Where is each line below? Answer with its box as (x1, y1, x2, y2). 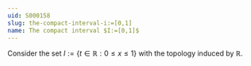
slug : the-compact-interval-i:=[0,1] (7, 19, 133, 27)
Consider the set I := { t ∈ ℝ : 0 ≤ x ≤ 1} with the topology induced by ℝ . (7, 49, 243, 58)
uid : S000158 (7, 11, 51, 20)
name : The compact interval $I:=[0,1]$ (7, 26, 140, 34)
